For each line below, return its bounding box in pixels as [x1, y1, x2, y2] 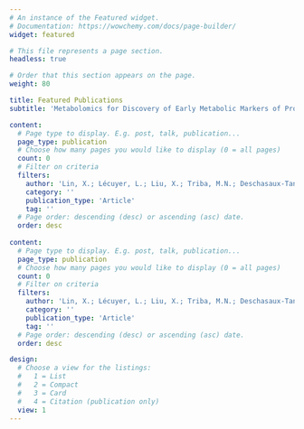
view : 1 [17, 406, 47, 415]
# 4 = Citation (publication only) [17, 396, 160, 406]
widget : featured [9, 30, 75, 39]
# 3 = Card [17, 388, 67, 397]
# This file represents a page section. [9, 46, 165, 55]
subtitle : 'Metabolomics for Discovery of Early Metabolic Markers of [9, 104, 281, 113]
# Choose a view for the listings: [17, 363, 152, 373]
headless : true [9, 55, 67, 64]
